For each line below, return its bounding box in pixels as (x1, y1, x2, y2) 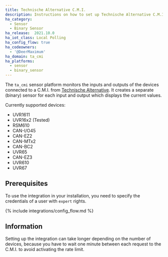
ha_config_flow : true (5, 40, 50, 45)
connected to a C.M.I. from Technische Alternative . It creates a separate (5, 87, 154, 93)
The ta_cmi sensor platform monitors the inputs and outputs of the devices (5, 82, 159, 88)
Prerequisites (5, 179, 48, 188)
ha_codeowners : (5, 45, 37, 50)
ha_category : (5, 17, 32, 22)
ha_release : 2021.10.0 (5, 31, 55, 36)
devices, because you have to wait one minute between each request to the (5, 241, 161, 247)
